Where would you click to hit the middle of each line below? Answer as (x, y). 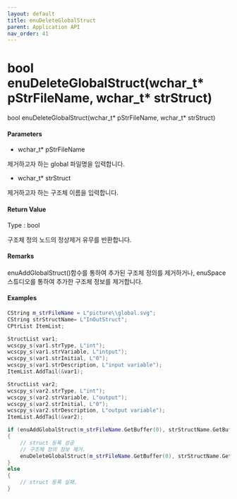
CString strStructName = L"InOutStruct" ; (68, 319)
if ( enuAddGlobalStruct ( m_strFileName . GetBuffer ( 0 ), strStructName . (110, 430)
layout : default (31, 14)
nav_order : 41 (28, 33)
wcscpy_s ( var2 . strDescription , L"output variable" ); (86, 411)
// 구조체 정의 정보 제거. (53, 449)
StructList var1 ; (33, 339)
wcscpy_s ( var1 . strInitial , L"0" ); (58, 359)
